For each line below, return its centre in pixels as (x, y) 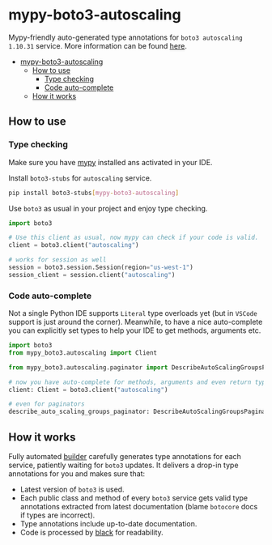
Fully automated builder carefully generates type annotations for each (125, 456)
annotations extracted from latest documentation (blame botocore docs (139, 506)
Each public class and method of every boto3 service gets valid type (134, 498)
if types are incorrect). (57, 515)
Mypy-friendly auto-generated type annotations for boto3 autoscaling (125, 37)
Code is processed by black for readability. (91, 532)
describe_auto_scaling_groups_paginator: (79, 412)
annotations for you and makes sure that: (77, 473)
